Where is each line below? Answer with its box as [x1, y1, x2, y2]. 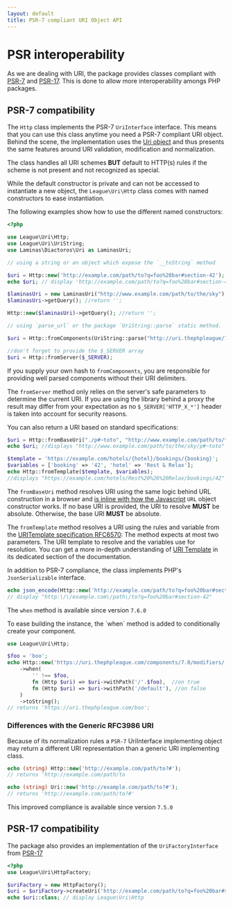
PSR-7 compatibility [7, 104, 96, 116]
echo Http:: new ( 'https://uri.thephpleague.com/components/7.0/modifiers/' [7, 659, 228, 666]
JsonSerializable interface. [7, 573, 87, 581]
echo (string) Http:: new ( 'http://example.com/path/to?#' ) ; [7, 765, 182, 772]
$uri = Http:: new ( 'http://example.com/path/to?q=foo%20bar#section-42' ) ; [7, 272, 225, 279]
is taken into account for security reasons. [7, 410, 128, 418]
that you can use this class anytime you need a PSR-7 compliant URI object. [7, 130, 224, 139]
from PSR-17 [7, 849, 43, 857]
